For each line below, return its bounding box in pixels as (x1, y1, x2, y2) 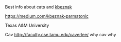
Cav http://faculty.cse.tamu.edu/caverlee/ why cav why (5, 32, 117, 37)
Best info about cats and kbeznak (5, 4, 72, 10)
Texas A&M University (5, 22, 50, 28)
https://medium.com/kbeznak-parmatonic (5, 13, 89, 19)
